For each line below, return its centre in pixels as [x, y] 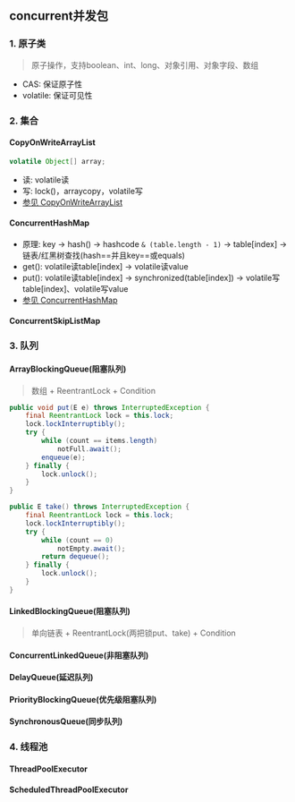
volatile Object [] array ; [57, 161]
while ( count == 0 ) [78, 540]
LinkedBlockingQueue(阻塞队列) [70, 611]
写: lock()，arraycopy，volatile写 [82, 191]
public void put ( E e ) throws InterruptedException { [110, 407]
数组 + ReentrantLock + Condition [93, 390]
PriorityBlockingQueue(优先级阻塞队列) [83, 699]
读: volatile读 [46, 179]
